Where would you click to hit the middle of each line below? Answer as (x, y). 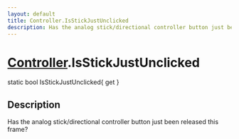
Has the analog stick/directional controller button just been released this (113, 122)
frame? (18, 130)
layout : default (31, 14)
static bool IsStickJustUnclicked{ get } (63, 82)
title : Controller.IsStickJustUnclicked (68, 21)
